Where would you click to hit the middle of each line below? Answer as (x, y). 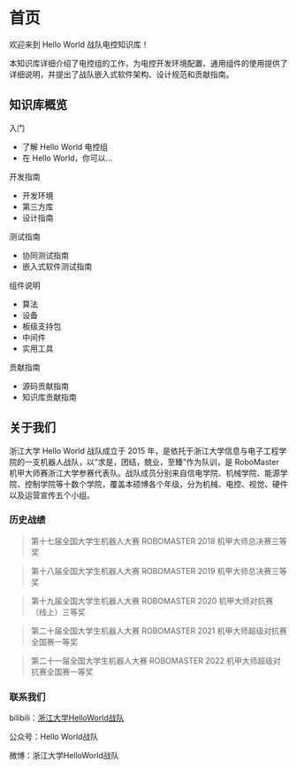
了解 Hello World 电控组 (65, 146)
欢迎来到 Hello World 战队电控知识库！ (79, 44)
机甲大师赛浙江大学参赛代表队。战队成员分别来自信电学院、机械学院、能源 (145, 473)
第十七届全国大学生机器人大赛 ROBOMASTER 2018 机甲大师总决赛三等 (159, 540)
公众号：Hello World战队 (54, 737)
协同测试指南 (45, 255)
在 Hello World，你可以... (67, 158)
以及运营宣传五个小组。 (52, 495)
